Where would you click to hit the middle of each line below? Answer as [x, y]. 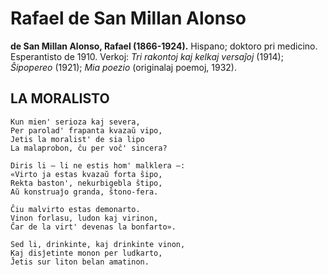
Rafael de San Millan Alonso [128, 18]
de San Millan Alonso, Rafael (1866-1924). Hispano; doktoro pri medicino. [164, 46]
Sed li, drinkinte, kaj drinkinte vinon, [98, 244]
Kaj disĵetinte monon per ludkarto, [86, 253]
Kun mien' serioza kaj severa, [75, 122]
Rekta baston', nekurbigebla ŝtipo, [86, 183]
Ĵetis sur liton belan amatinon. [80, 262]
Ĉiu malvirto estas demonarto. [75, 209]
